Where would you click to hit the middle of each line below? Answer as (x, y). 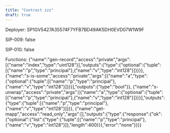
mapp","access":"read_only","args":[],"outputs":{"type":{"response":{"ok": (84, 114)
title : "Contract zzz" (29, 10)
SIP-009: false (20, 40)
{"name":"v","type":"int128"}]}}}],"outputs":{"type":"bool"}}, (69, 87)
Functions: (16, 59)
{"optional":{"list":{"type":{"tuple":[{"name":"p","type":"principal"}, (76, 119)
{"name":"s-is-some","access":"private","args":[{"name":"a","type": (77, 75)
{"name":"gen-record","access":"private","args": (80, 59)
